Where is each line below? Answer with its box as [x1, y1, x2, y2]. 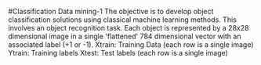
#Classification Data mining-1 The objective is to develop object [8, 7, 214, 16]
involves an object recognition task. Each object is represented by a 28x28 [8, 23, 249, 32]
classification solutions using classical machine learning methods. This [8, 15, 237, 24]
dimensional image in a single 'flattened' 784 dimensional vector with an [8, 31, 241, 41]
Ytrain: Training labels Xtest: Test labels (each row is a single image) [8, 49, 229, 57]
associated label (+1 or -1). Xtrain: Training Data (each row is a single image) [8, 40, 254, 49]
